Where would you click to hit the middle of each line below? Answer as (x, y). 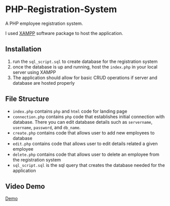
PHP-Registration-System (61, 9)
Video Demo (25, 186)
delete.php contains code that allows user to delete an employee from (86, 154)
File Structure (27, 99)
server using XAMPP (34, 72)
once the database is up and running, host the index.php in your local (85, 66)
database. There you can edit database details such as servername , (82, 122)
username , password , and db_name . (47, 127)
